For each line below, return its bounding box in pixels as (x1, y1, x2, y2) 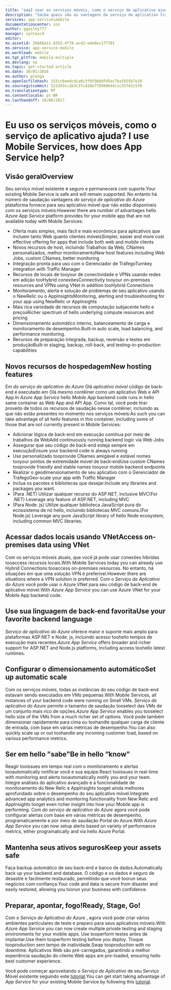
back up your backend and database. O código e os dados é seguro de (5, 870, 155, 876)
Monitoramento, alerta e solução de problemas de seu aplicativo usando (12, 288, 164, 294)
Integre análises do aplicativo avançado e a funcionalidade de (5, 779, 135, 786)
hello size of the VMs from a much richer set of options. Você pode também (5, 713, 164, 719)
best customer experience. (5, 958, 62, 964)
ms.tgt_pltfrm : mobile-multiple (5, 55, 74, 60)
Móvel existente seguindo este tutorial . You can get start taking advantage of (5, 973, 165, 979)
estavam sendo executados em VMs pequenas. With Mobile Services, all (5, 692, 157, 698)
